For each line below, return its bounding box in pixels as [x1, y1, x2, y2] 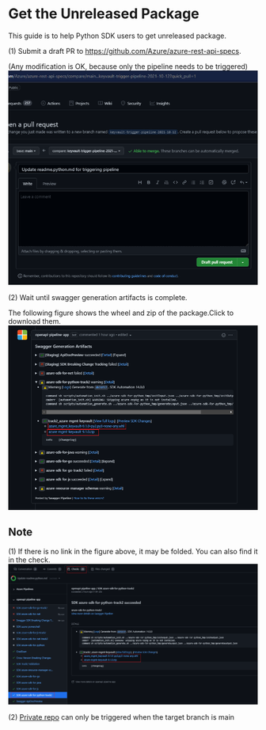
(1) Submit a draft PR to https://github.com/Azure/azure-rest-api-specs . [8, 46, 241, 55]
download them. [8, 316, 62, 325]
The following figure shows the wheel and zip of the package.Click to [8, 308, 234, 317]
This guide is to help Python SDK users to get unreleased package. [8, 31, 227, 40]
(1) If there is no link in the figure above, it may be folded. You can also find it [8, 546, 258, 556]
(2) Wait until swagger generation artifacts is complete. [8, 292, 188, 302]
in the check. [8, 555, 51, 565]
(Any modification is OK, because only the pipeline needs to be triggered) [8, 61, 248, 71]
